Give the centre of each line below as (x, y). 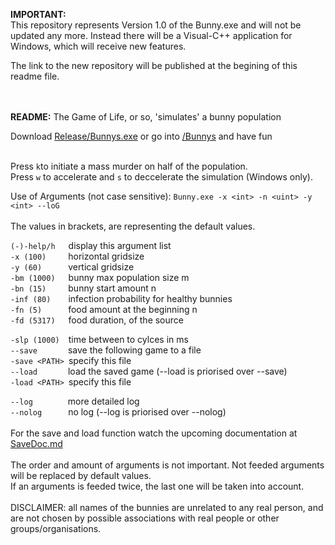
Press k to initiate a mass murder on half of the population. (129, 166)
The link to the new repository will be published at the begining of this (154, 65)
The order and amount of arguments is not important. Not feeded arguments (167, 465)
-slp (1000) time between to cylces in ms (99, 339)
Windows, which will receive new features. (98, 46)
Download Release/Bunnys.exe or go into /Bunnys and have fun (141, 136)
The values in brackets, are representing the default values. (133, 226)
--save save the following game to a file (106, 350)
